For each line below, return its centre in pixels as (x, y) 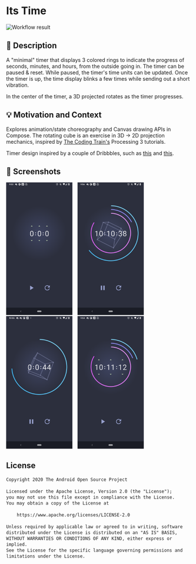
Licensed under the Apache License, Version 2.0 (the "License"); (89, 492)
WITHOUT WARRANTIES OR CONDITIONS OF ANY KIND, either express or (89, 539)
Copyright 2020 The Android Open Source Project (67, 480)
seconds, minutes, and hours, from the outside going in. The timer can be (95, 66)
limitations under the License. (46, 556)
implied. (17, 545)
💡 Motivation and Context (54, 115)
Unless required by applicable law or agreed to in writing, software (94, 527)
